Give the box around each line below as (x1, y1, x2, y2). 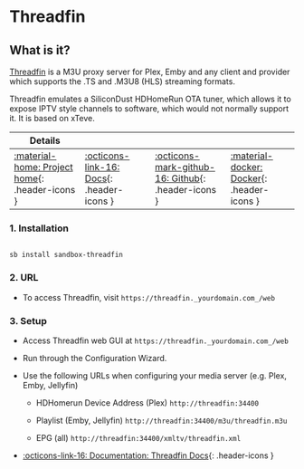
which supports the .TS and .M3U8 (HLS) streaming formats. (9, 76, 235, 87)
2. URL (9, 272, 39, 284)
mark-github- (155, 161, 215, 173)
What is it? (9, 43, 71, 58)
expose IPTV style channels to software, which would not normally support (9, 103, 290, 114)
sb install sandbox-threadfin (9, 251, 124, 260)
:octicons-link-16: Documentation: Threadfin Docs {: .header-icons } (22, 450, 274, 461)
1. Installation (9, 222, 70, 234)
